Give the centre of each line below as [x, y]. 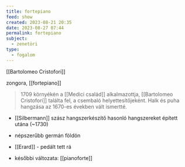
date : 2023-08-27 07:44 [35, 28]
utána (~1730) [31, 124]
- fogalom [23, 55]
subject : [17, 39]
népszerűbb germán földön [47, 135]
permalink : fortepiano [34, 33]
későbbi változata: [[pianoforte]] [53, 158]
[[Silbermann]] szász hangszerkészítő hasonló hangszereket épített [96, 118]
